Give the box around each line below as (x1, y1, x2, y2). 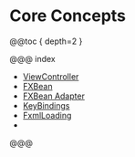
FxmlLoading (22, 110, 72, 120)
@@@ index (9, 53, 57, 64)
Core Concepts (9, 5, 126, 26)
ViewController (22, 70, 79, 82)
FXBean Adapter (22, 90, 85, 101)
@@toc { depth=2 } (9, 36, 83, 47)
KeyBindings (22, 99, 70, 110)
